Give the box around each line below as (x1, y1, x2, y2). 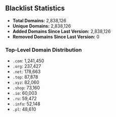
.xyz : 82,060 (12, 80, 39, 86)
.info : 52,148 (12, 101, 40, 107)
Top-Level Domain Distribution (5, 46, 82, 53)
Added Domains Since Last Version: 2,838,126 (12, 28, 111, 34)
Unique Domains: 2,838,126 (12, 23, 71, 29)
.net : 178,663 (12, 68, 41, 75)
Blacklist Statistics (5, 4, 65, 13)
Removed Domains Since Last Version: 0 (12, 33, 100, 40)
